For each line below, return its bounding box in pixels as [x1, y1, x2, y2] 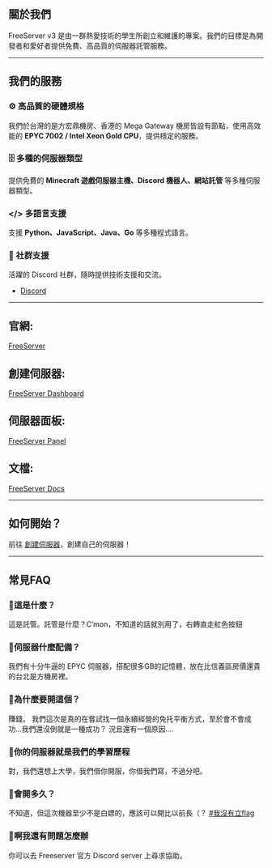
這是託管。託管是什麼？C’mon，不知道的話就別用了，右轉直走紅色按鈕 [8, 619, 243, 629]
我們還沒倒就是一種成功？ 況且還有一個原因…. [21, 724, 174, 734]
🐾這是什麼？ [8, 599, 56, 611]
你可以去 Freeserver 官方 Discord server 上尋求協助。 [8, 850, 187, 860]
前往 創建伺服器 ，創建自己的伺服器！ [8, 539, 131, 549]
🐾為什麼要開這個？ [8, 694, 81, 705]
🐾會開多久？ [8, 788, 56, 799]
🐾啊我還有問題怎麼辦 [8, 831, 89, 842]
